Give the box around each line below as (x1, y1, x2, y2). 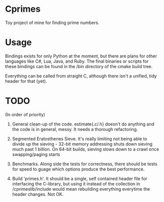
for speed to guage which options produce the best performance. (12, 166, 145, 172)
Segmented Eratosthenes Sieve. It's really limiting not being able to (12, 136, 147, 142)
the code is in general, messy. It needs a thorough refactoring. (12, 126, 138, 132)
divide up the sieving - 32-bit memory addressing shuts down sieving (12, 141, 153, 147)
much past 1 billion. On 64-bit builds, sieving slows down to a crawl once (12, 146, 159, 152)
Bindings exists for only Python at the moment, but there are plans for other (5, 53, 158, 59)
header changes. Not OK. (12, 191, 64, 197)
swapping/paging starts (12, 151, 60, 157)
